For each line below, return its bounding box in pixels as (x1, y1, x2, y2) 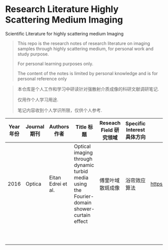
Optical (73, 142, 91, 149)
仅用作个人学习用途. (17, 96, 58, 102)
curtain (73, 211, 91, 218)
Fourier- (73, 192, 94, 199)
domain (73, 199, 91, 206)
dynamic (73, 161, 94, 168)
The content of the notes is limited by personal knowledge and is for (17, 70, 158, 76)
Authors (49, 123, 69, 130)
